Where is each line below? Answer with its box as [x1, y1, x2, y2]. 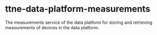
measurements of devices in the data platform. [5, 24, 99, 30]
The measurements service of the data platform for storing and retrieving [5, 19, 153, 25]
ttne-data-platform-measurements [5, 3, 151, 15]
